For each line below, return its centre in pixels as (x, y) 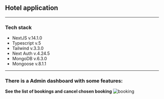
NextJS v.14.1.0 (27, 38)
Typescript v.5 (27, 43)
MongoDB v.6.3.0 (30, 59)
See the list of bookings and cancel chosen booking (59, 91)
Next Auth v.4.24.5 (31, 53)
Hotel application (32, 8)
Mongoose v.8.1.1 (29, 64)
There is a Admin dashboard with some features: (64, 81)
